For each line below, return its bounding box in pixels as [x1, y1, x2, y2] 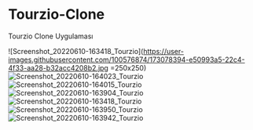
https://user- [142, 46, 185, 56]
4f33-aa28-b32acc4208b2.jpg [8, 63, 108, 72]
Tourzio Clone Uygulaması [8, 31, 93, 41]
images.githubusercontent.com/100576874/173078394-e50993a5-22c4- [8, 55, 245, 64]
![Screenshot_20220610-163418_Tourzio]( [8, 46, 144, 56]
